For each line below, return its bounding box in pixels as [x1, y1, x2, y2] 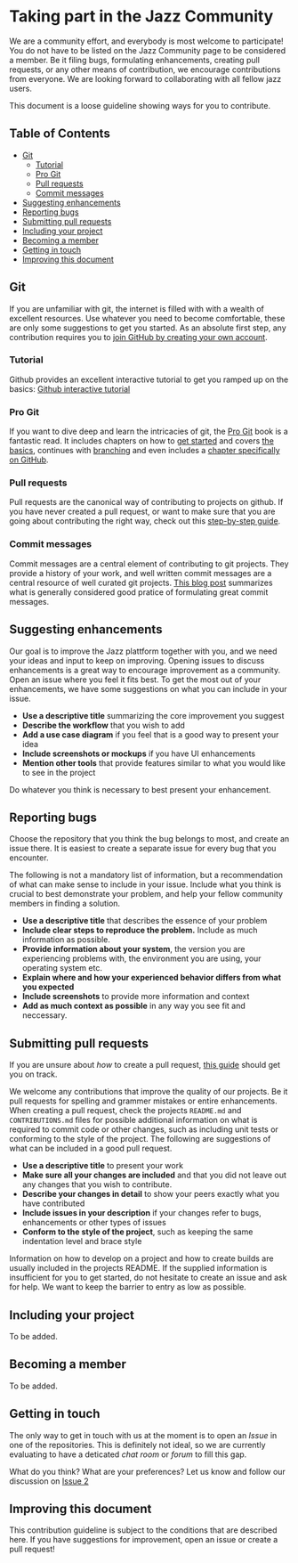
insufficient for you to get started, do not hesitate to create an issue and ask [9, 1272, 287, 1283]
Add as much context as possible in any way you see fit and [21, 1000, 246, 1012]
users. [9, 83, 33, 94]
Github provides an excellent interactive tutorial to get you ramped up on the [9, 374, 289, 385]
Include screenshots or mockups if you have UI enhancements [21, 748, 256, 759]
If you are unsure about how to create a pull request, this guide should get [9, 1060, 281, 1070]
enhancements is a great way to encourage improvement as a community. [9, 664, 281, 675]
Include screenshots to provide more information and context [21, 991, 250, 1002]
